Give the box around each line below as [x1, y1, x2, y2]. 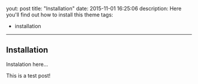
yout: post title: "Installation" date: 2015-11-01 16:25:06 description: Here [6, 5, 181, 12]
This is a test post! [6, 72, 51, 79]
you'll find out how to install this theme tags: [6, 11, 114, 18]
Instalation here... [6, 61, 48, 68]
